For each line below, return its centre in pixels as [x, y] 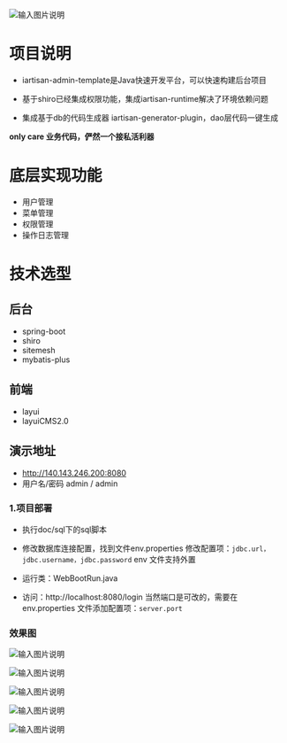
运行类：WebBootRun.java [70, 578]
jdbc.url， [251, 549]
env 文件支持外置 [165, 559]
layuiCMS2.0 [45, 421]
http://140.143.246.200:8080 [74, 473]
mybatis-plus [46, 360]
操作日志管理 [45, 235]
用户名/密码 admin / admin [70, 484]
